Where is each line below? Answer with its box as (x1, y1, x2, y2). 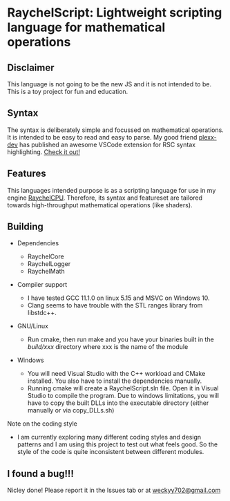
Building (7, 221, 44, 233)
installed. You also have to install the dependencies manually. (27, 377, 202, 385)
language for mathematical (7, 19, 166, 35)
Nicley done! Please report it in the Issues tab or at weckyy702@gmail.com (7, 486, 221, 495)
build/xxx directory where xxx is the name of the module (27, 343, 189, 351)
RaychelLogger (27, 260, 71, 268)
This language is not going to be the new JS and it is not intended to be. (7, 80, 212, 88)
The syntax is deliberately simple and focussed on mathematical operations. (7, 126, 224, 134)
